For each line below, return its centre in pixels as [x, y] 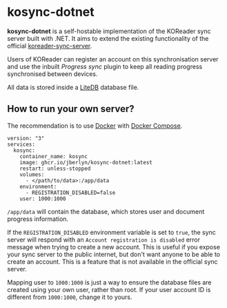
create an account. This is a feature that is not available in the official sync [113, 261]
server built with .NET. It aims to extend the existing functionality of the [108, 38]
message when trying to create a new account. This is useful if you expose [114, 247]
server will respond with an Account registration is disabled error [104, 240]
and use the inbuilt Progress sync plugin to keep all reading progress [105, 66]
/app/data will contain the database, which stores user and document [106, 211]
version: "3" [26, 138]
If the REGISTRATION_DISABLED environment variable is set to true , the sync [111, 232]
